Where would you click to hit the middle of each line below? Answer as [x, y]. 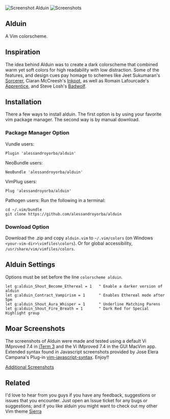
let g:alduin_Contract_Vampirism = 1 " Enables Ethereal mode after [85, 295]
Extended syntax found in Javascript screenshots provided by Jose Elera [82, 352]
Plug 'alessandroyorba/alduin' [38, 191]
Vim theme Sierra [23, 411]
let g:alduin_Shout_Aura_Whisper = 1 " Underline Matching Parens [83, 304]
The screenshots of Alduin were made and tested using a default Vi [76, 341]
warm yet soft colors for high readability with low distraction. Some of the [82, 70]
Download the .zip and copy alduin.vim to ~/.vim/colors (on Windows [79, 238]
